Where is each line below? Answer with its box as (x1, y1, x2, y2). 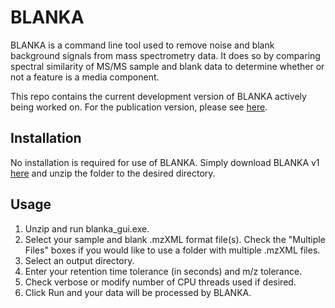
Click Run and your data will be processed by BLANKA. (24, 286, 252, 298)
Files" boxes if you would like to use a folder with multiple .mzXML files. (24, 244, 321, 256)
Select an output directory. (24, 254, 135, 266)
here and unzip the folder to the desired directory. (10, 167, 216, 179)
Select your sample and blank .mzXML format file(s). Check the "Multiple (24, 233, 326, 245)
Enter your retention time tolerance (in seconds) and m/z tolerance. (24, 265, 303, 277)
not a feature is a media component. (10, 71, 160, 83)
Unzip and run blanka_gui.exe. (24, 222, 150, 235)
